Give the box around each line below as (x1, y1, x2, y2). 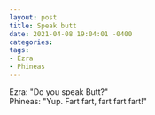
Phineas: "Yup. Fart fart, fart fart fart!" (9, 96, 148, 106)
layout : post (9, 12, 58, 22)
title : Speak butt (9, 21, 77, 30)
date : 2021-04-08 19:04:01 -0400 (9, 29, 133, 38)
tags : (9, 46, 29, 55)
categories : (9, 37, 53, 47)
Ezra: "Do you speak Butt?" (9, 86, 109, 97)
